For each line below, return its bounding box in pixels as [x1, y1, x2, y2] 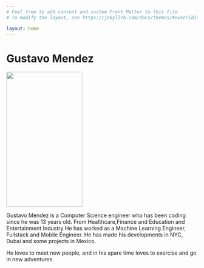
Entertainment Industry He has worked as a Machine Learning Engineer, [6, 225, 186, 232]
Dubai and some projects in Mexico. [6, 238, 96, 245]
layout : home [6, 25, 39, 32]
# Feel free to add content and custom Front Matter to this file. [6, 8, 181, 15]
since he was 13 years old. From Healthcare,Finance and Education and [6, 218, 185, 226]
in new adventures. [6, 256, 55, 263]
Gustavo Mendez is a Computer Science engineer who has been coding [6, 212, 186, 219]
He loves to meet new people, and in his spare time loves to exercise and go [6, 249, 197, 256]
